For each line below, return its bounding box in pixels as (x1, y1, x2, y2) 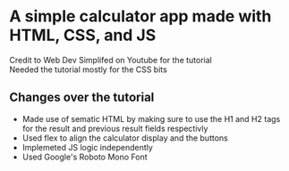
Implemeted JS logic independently (21, 142, 154, 152)
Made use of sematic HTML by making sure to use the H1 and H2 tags (21, 113, 281, 124)
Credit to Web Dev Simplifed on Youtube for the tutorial (9, 54, 212, 65)
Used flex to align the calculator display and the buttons (21, 132, 228, 143)
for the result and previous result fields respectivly (21, 123, 208, 134)
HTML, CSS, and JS (9, 25, 157, 45)
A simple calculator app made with (9, 6, 272, 27)
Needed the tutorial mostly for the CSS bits (9, 64, 167, 75)
